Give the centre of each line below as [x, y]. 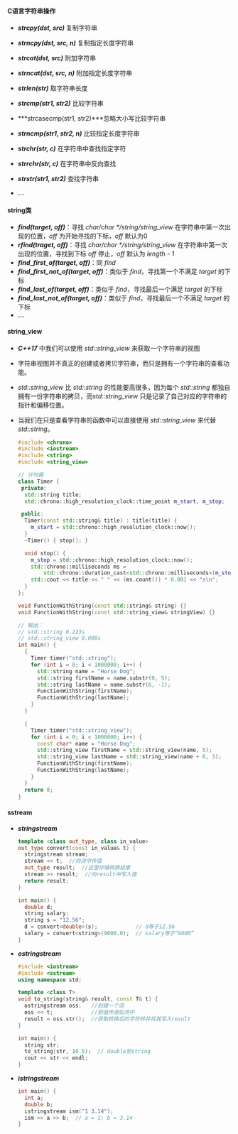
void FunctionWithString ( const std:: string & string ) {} [102, 606]
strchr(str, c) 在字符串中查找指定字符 [72, 148]
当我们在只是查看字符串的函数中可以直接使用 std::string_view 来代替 [117, 420]
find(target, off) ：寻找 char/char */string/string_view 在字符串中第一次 [121, 227]
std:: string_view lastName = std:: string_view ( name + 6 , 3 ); [129, 757]
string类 [20, 210]
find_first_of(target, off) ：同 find [66, 263]
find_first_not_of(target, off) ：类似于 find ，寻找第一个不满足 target [117, 272]
